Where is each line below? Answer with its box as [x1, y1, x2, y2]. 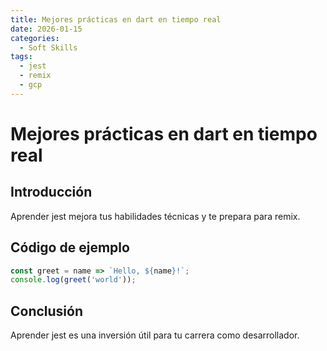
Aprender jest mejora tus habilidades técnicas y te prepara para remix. [10, 210, 301, 222]
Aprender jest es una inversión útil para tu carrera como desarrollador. [10, 329, 300, 341]
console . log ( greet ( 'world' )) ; [10, 275, 137, 285]
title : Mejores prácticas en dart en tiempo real [10, 14, 222, 25]
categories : [10, 33, 60, 43]
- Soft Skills [19, 42, 78, 53]
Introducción [10, 184, 93, 201]
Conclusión [10, 302, 84, 320]
